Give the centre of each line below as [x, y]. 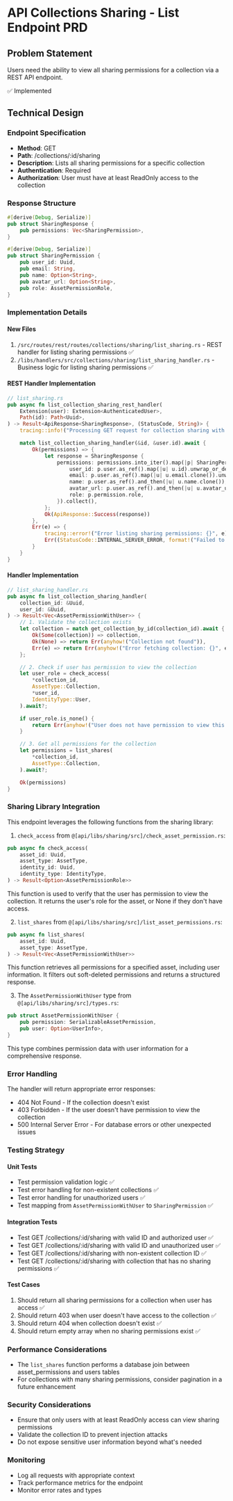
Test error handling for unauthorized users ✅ [81, 1198]
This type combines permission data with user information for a [98, 1048]
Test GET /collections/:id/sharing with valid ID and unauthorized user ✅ [119, 1245]
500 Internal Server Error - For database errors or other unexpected [114, 1125]
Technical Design [45, 113]
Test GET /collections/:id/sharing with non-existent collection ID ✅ [112, 1253]
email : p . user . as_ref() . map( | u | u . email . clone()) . [144, 475]
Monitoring [26, 1460]
